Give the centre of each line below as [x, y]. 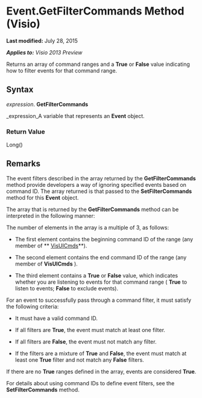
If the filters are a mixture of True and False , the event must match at [101, 353]
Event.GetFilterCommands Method [95, 11]
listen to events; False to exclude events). [67, 288]
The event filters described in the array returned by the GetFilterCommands [101, 178]
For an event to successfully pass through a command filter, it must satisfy [99, 300]
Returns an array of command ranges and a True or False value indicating [98, 64]
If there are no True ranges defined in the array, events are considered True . [101, 371]
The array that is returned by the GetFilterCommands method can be [93, 209]
